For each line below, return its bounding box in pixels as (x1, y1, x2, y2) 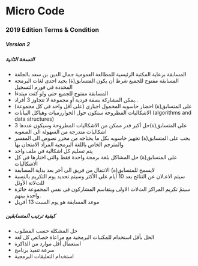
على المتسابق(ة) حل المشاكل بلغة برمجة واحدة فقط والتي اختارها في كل (14, 154, 178, 161)
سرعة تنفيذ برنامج (14, 246, 55, 253)
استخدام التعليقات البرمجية (14, 253, 74, 260)
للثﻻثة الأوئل (14, 179, 44, 187)
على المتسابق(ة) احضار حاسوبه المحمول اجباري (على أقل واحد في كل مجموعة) (14, 103, 193, 110)
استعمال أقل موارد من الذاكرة (14, 240, 82, 247)
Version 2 (5, 40, 31, 47)
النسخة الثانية (5, 56, 35, 63)
